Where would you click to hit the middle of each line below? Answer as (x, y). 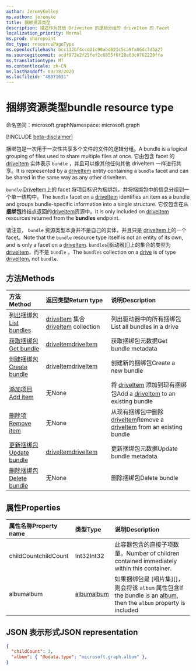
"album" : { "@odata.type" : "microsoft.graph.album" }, (79, 657)
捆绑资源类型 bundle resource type (90, 108)
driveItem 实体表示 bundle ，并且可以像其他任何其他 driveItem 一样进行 (91, 164)
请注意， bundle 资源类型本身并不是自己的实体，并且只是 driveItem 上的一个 (96, 230)
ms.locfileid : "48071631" (37, 77)
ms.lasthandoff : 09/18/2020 (40, 71)
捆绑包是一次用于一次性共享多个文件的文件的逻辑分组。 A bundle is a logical (97, 149)
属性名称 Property (33, 526)
